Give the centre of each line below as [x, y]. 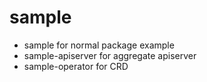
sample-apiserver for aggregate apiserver [110, 55]
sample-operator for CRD [76, 66]
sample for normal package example [99, 45]
